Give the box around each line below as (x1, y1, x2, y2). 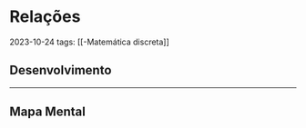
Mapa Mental (9, 104, 87, 120)
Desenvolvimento (9, 63, 112, 78)
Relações (9, 6, 81, 27)
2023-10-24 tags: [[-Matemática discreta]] (9, 36, 170, 47)
